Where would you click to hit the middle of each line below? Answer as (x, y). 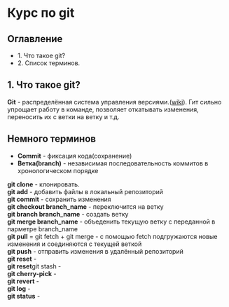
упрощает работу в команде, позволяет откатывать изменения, (103, 109)
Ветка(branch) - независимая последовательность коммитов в (113, 163)
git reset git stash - (34, 266)
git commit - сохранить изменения (59, 199)
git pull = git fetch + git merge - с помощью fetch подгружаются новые (112, 236)
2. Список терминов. (49, 63)
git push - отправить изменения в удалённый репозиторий (95, 251)
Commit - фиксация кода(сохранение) (75, 156)
